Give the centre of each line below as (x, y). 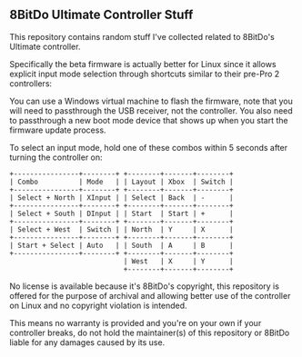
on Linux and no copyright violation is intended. (99, 305)
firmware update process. (58, 130)
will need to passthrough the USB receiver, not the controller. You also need (151, 110)
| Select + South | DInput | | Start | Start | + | (121, 213)
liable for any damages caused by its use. (87, 342)
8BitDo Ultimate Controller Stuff (101, 15)
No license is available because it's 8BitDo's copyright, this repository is (145, 286)
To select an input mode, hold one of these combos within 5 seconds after (149, 147)
